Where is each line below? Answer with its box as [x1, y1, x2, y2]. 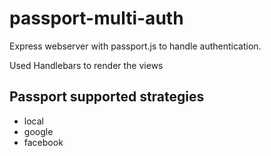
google [23, 125, 54, 137]
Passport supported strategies [9, 88, 205, 106]
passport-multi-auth [9, 7, 184, 30]
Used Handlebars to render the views [9, 59, 164, 71]
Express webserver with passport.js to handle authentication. [9, 40, 262, 52]
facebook [23, 136, 64, 148]
